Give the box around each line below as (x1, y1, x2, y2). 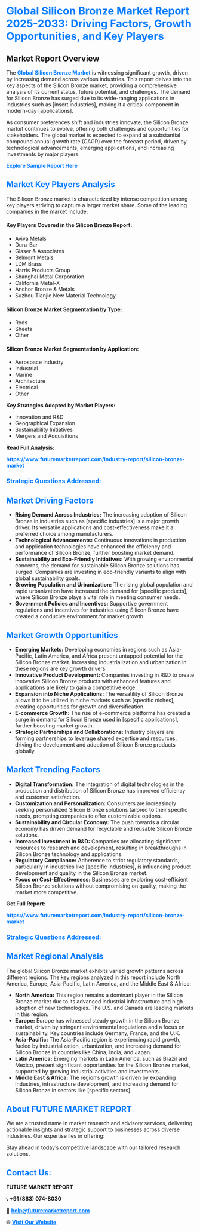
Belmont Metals (14, 254, 54, 261)
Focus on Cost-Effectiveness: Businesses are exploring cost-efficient (14, 876, 188, 883)
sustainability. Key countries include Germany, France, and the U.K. (14, 1029, 180, 1037)
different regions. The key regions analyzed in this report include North (6, 974, 181, 981)
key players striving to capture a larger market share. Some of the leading (6, 201, 187, 208)
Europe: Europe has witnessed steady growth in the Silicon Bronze (14, 1017, 180, 1024)
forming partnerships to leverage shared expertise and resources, (14, 735, 177, 742)
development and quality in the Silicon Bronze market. (14, 869, 148, 876)
